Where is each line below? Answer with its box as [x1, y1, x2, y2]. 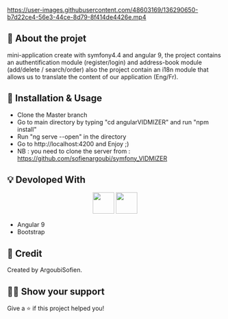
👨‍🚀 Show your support [7, 286, 105, 297]
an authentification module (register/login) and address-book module [7, 58, 202, 66]
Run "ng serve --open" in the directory [16, 133, 127, 141]
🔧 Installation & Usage [7, 92, 103, 105]
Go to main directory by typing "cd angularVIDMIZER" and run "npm [16, 117, 209, 126]
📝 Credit [7, 247, 42, 259]
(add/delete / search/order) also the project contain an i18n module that [7, 65, 209, 74]
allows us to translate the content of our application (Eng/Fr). [7, 72, 179, 81]
